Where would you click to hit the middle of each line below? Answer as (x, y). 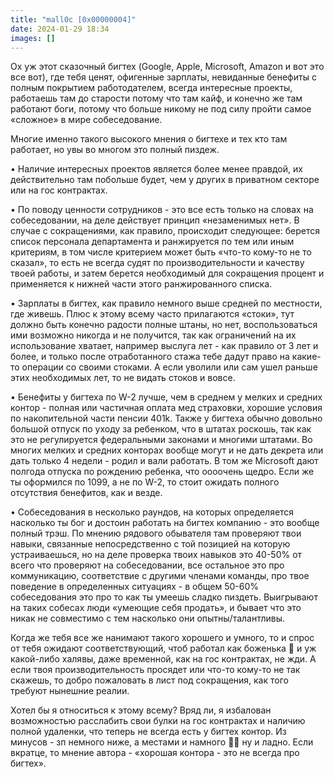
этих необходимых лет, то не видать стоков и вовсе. (123, 378)
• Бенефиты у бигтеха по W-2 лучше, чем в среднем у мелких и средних (166, 397)
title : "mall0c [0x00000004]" (73, 19)
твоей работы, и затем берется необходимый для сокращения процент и (167, 273)
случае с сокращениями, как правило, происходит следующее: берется (165, 231)
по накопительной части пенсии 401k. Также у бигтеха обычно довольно (166, 418)
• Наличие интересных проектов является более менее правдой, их (156, 169)
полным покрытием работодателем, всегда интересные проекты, (151, 88)
